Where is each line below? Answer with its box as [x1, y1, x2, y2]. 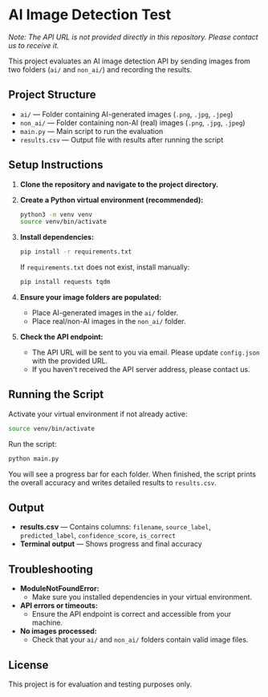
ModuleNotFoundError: [19, 584, 99, 594]
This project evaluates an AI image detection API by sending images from [8, 56, 251, 66]
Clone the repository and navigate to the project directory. [19, 179, 219, 189]
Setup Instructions [8, 158, 104, 172]
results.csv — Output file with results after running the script [19, 135, 224, 144]
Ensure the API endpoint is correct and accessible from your [31, 610, 232, 619]
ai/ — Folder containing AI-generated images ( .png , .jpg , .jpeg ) [19, 109, 233, 119]
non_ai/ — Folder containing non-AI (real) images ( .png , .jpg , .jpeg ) [19, 118, 246, 128]
